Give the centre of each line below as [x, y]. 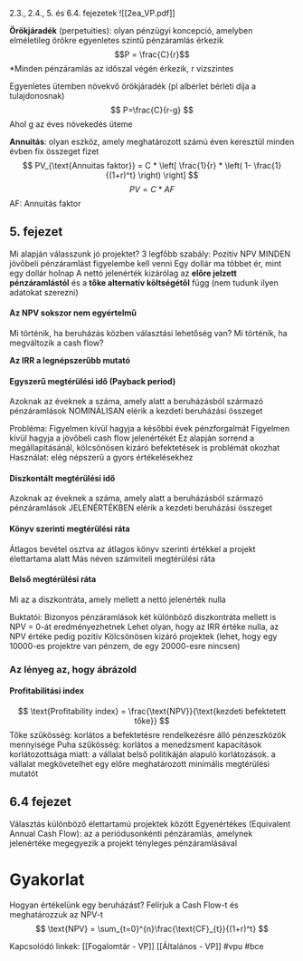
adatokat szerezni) [44, 292]
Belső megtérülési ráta [53, 579]
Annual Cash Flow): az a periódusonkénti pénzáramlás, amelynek [131, 833]
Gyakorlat [47, 879]
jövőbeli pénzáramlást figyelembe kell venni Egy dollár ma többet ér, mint [146, 263]
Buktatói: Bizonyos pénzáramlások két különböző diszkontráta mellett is [143, 616]
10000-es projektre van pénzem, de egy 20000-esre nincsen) [125, 646]
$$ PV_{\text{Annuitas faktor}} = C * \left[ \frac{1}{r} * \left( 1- [137, 165]
